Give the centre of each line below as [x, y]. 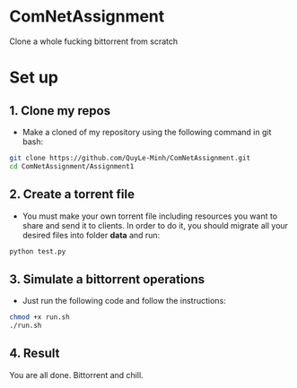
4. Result [35, 354]
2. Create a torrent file [72, 194]
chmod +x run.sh [39, 317]
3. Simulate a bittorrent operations [107, 279]
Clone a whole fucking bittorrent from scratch [94, 41]
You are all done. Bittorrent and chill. [76, 375]
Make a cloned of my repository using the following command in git [147, 132]
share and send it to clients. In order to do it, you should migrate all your [155, 225]
